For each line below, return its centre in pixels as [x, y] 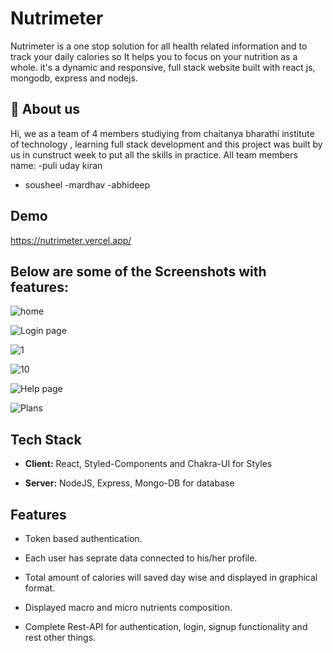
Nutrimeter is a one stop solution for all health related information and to [159, 46]
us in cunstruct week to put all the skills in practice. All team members [154, 154]
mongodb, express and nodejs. [74, 78]
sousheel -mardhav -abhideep [87, 184]
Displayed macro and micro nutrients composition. [128, 607]
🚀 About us [45, 109]
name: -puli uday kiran [56, 165]
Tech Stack [46, 439]
